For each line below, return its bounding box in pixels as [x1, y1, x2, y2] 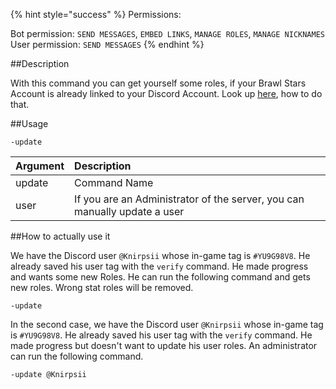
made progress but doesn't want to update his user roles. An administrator [10, 340, 318, 351]
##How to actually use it [10, 230, 111, 242]
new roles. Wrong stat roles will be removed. [10, 282, 194, 293]
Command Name [74, 176, 154, 189]
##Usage [10, 118, 49, 129]
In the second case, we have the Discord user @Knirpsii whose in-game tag [10, 319, 324, 330]
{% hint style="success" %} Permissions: [10, 9, 182, 20]
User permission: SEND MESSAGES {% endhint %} [10, 39, 205, 50]
